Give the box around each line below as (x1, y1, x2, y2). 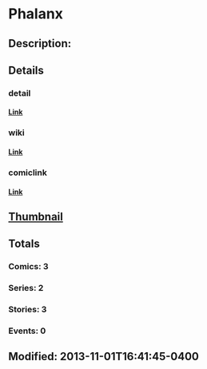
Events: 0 (8, 325, 46, 336)
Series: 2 (8, 283, 44, 294)
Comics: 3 (8, 261, 50, 272)
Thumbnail (8, 209, 64, 224)
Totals (8, 237, 40, 251)
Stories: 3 (8, 304, 47, 315)
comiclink (8, 167, 48, 178)
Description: (8, 37, 72, 50)
